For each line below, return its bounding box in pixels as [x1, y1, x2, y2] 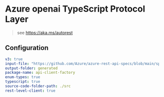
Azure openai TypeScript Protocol [5, 3, 145, 15]
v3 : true [5, 57, 23, 62]
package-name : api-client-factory [5, 70, 76, 75]
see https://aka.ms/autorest [17, 30, 73, 35]
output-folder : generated [5, 65, 58, 71]
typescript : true [5, 79, 41, 84]
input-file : [5, 61, 29, 66]
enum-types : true [5, 75, 41, 80]
